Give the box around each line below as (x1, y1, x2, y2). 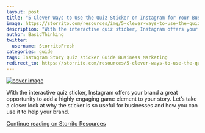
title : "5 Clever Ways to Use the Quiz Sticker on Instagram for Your (6, 15, 190, 21)
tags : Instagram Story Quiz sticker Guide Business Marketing (6, 54, 168, 60)
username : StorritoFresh (12, 43, 75, 49)
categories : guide (6, 49, 53, 55)
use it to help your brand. (6, 108, 70, 115)
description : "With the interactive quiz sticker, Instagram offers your (6, 26, 198, 32)
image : (6, 20, 23, 26)
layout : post (6, 9, 40, 15)
